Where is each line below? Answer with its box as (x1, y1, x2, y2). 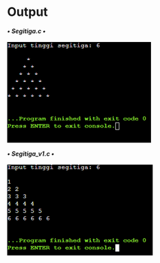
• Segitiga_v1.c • (7, 149, 55, 158)
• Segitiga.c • (7, 27, 46, 35)
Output (7, 4, 48, 20)
